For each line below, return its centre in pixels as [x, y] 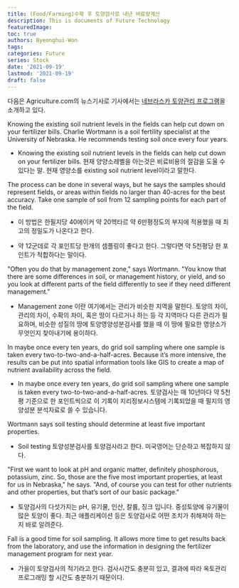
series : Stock [28, 60]
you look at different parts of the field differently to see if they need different [119, 284]
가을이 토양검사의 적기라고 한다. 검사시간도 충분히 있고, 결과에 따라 [110, 569]
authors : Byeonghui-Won [43, 41]
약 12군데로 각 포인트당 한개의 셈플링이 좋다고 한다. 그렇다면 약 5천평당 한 [119, 246]
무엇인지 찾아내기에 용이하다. [58, 333]
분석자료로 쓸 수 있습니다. [72, 410]
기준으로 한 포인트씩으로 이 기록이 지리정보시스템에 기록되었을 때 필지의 [124, 401]
